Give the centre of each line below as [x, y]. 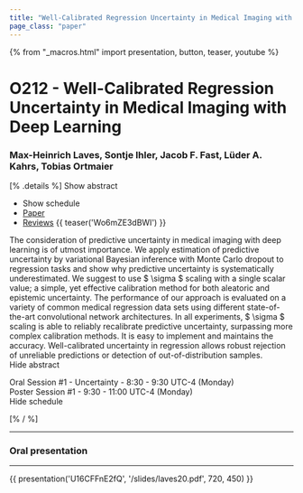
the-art [23, 316]
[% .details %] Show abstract [64, 185]
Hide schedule [36, 401]
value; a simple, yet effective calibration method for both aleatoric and [140, 288]
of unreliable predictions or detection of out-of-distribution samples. [136, 355]
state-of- [263, 307]
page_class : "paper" [48, 26]
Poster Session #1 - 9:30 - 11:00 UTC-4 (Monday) [101, 391]
